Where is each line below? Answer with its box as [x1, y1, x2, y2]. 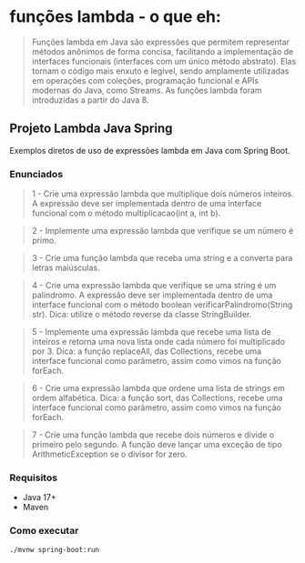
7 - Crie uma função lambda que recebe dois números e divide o [31, 429, 275, 440]
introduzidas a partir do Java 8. [31, 94, 149, 106]
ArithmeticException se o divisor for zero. [31, 448, 188, 460]
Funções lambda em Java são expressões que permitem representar [31, 36, 290, 47]
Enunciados [9, 167, 64, 180]
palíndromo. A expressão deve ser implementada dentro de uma [31, 289, 273, 301]
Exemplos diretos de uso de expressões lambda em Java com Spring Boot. [9, 145, 290, 156]
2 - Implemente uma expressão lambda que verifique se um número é [31, 226, 294, 236]
